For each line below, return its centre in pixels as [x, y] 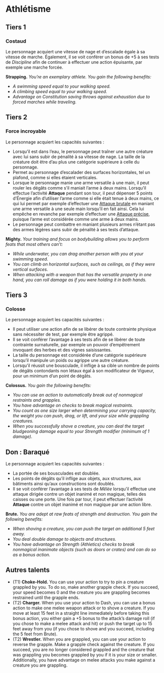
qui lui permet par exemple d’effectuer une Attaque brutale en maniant [83, 203]
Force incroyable [26, 131]
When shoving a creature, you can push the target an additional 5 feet [84, 529]
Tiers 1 [16, 27]
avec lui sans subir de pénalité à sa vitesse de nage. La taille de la [79, 156]
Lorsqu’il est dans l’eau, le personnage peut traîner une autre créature [83, 151]
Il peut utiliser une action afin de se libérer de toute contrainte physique [84, 329]
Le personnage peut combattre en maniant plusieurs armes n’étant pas [84, 224]
